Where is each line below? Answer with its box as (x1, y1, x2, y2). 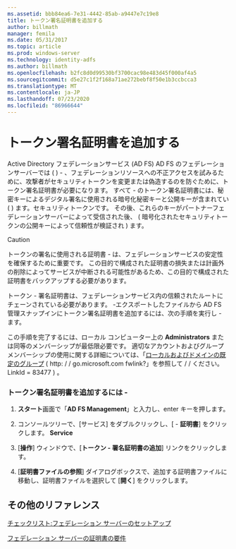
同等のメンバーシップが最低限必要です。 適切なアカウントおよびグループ (13, 342, 224, 350)
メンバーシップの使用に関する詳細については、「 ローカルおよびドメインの (7, 350, 221, 358)
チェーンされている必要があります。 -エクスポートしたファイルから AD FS (7, 300, 222, 308)
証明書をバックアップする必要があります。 (7, 276, 130, 284)
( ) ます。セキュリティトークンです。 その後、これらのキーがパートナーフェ (7, 203, 225, 212)
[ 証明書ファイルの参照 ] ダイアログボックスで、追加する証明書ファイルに (17, 467, 228, 476)
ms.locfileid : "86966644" (7, 102, 83, 109)
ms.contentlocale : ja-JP (7, 89, 80, 96)
